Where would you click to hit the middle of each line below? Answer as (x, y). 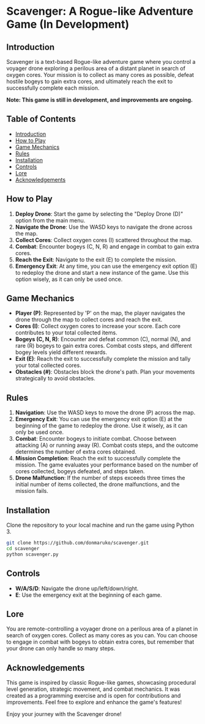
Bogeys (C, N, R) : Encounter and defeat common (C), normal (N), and (103, 339)
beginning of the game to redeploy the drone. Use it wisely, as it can (101, 426)
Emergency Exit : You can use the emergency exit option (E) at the (99, 419)
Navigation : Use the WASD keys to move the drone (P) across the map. (105, 412)
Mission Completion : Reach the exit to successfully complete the (98, 458)
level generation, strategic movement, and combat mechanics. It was (93, 689)
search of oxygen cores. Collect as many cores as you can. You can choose (102, 635)
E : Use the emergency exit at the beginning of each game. (88, 595)
